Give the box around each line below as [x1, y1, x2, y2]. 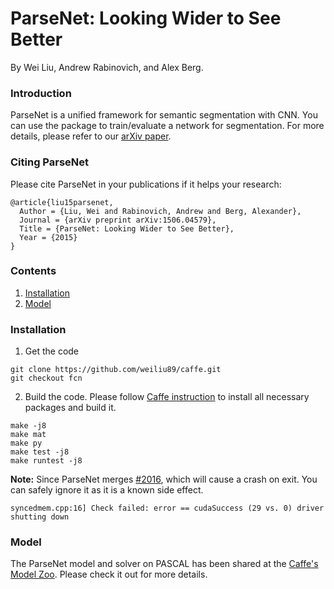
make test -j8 [10, 447, 70, 457]
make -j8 [10, 421, 47, 431]
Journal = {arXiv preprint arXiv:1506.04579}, [19, 215, 217, 225]
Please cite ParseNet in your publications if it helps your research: [10, 178, 282, 190]
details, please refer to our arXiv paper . [10, 130, 172, 142]
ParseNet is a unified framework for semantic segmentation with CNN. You [10, 109, 318, 121]
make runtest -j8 [10, 456, 83, 466]
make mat [10, 430, 47, 440]
